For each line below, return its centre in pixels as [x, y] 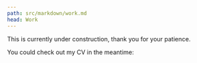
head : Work [23, 20]
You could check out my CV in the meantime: [71, 52]
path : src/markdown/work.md [47, 13]
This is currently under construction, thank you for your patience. [99, 39]
